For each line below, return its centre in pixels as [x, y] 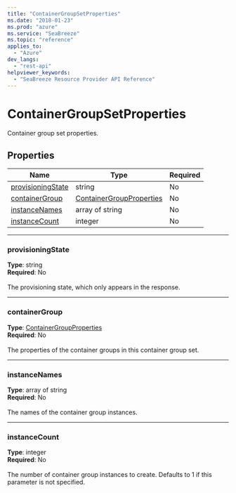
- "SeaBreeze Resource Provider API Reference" [85, 79]
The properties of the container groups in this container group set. [103, 350]
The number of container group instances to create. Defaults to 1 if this [110, 475]
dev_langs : [23, 60]
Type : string [25, 265]
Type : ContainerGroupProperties [55, 327]
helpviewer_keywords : [39, 72]
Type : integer [27, 452]
